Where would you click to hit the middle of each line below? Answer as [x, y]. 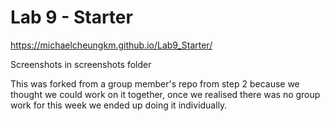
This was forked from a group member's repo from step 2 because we [155, 83]
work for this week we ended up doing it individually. [119, 105]
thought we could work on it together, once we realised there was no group [165, 94]
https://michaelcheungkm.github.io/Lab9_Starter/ [111, 45]
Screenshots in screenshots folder [81, 64]
